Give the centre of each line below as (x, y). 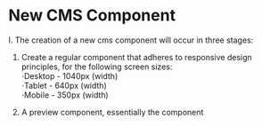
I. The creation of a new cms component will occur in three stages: (131, 40)
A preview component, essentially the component (112, 112)
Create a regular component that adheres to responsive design (137, 57)
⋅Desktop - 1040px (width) (70, 75)
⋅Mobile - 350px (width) (65, 95)
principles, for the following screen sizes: (97, 67)
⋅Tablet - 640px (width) (64, 85)
